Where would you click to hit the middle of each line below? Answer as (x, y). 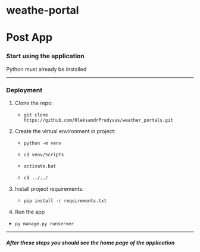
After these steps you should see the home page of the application (90, 242)
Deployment (24, 90)
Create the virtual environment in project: (65, 131)
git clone (36, 115)
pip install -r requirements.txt (65, 201)
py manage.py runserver (44, 223)
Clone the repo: (34, 103)
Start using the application (46, 56)
